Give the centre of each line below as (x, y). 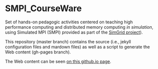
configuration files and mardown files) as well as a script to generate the (78, 47)
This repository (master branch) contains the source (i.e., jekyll (68, 41)
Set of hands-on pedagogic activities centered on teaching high (69, 22)
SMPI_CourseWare (43, 9)
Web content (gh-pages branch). (38, 52)
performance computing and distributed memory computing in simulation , (79, 27)
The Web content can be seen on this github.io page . (58, 61)
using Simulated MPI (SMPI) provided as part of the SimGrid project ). (74, 32)
